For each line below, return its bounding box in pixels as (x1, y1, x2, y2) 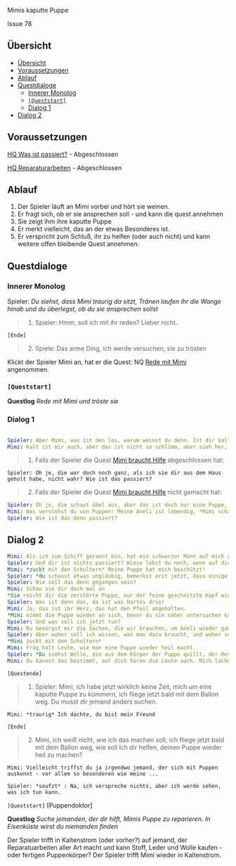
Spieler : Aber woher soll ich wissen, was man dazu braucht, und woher (7, 631, 221, 638)
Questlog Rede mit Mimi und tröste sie (7, 397, 119, 406)
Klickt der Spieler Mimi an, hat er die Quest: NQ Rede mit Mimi (7, 358, 187, 366)
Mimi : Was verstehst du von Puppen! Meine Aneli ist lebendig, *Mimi (7, 508, 216, 515)
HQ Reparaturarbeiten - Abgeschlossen (7, 163, 122, 172)
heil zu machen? (34, 750, 83, 758)
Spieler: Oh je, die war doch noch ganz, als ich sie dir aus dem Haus (7, 470, 221, 477)
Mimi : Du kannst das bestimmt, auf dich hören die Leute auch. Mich (7, 657, 212, 664)
